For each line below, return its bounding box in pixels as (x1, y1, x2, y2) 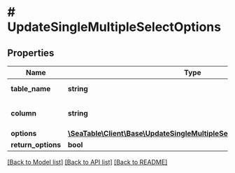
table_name (10, 84, 51, 93)
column (10, 109, 37, 118)
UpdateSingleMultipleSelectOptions (7, 19, 222, 35)
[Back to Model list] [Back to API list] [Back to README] (7, 158, 168, 166)
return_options (10, 140, 62, 149)
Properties (7, 47, 55, 59)
